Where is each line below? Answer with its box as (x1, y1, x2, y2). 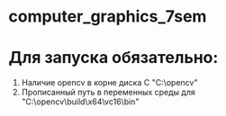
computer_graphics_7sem (8, 6, 207, 27)
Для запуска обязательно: (8, 48, 219, 68)
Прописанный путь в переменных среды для (21, 87, 195, 98)
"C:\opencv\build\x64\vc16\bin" (21, 96, 140, 107)
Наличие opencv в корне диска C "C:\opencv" (21, 77, 198, 88)
